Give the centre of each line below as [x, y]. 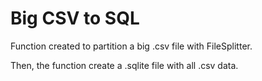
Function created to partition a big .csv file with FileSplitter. [131, 46]
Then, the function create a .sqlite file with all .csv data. [124, 65]
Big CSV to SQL [75, 18]
